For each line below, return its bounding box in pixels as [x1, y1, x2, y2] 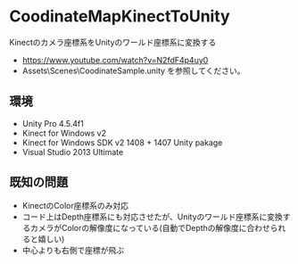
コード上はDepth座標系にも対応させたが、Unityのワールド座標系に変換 [21, 211, 284, 222]
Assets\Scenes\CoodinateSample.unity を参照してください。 [21, 65, 245, 76]
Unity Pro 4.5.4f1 [21, 118, 85, 128]
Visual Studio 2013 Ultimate [21, 146, 124, 157]
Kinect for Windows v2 [21, 128, 107, 138]
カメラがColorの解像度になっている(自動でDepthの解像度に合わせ [29, 222, 270, 233]
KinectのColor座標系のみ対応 [21, 200, 129, 210]
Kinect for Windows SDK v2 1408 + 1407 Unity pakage [21, 136, 223, 148]
